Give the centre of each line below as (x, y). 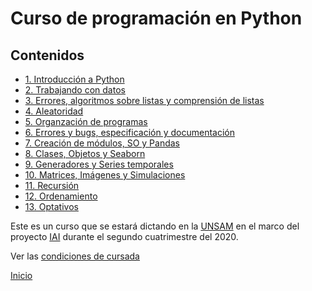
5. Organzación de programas (86, 121)
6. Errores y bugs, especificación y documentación (129, 132)
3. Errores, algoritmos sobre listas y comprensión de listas (144, 100)
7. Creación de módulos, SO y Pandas (102, 143)
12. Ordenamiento (61, 196)
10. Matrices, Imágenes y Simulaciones (105, 175)
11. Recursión (52, 185)
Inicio (21, 275)
